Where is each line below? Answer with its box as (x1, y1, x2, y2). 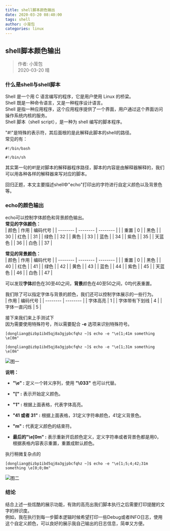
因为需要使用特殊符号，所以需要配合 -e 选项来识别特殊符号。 (5, 321, 133, 327)
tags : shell (5, 17, 30, 22)
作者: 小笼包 (17, 60, 43, 66)
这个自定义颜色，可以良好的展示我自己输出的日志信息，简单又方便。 (5, 520, 147, 526)
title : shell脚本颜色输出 (5, 7, 56, 13)
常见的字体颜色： (5, 221, 41, 227)
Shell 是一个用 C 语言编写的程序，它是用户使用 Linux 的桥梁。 (5, 93, 134, 99)
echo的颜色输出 (5, 202, 44, 209)
